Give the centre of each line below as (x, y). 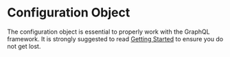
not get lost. (24, 46)
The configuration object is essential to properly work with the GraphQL (109, 32)
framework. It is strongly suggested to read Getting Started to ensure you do (115, 38)
